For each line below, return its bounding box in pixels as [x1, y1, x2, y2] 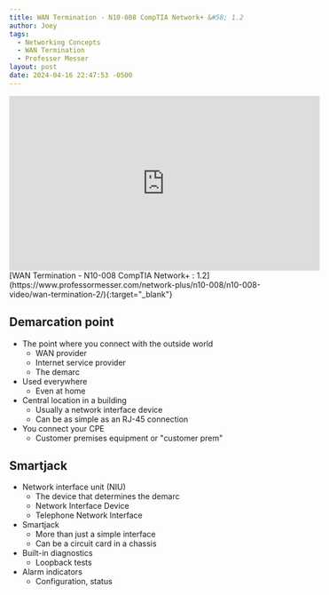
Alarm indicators [21, 567, 82, 577]
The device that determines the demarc [35, 491, 180, 502]
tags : [9, 29, 29, 38]
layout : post [9, 63, 58, 72]
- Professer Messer [17, 54, 90, 63]
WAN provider [35, 347, 87, 358]
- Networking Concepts [17, 37, 101, 47]
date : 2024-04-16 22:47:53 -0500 [9, 71, 133, 80]
